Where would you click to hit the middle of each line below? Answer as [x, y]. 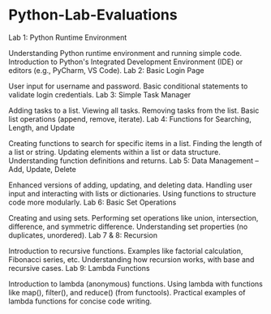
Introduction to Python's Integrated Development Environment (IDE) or [126, 62]
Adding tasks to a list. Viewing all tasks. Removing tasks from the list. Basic [134, 110]
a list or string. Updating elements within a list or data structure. [114, 152]
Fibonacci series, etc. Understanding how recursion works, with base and [131, 259]
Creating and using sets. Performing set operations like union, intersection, [133, 217]
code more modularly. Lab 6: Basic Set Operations [92, 202]
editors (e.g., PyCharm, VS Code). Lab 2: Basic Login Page [106, 70]
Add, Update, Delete [43, 169]
